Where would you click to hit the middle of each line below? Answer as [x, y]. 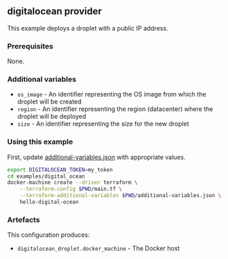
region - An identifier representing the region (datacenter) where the [115, 109]
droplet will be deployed [52, 117]
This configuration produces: [49, 235]
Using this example [40, 142]
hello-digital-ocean [49, 202]
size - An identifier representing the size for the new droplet [103, 124]
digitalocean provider [55, 11]
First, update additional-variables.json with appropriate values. [96, 157]
